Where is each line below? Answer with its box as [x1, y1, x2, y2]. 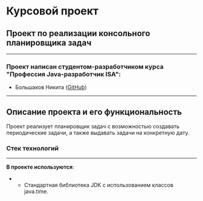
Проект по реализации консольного [6, 28, 150, 39]
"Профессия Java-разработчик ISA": [6, 70, 121, 78]
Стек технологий [6, 144, 59, 153]
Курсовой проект [6, 4, 98, 18]
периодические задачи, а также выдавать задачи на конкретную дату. [6, 129, 190, 137]
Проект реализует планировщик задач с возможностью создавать [6, 123, 180, 130]
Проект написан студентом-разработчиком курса [6, 62, 164, 70]
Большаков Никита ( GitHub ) [14, 84, 87, 91]
